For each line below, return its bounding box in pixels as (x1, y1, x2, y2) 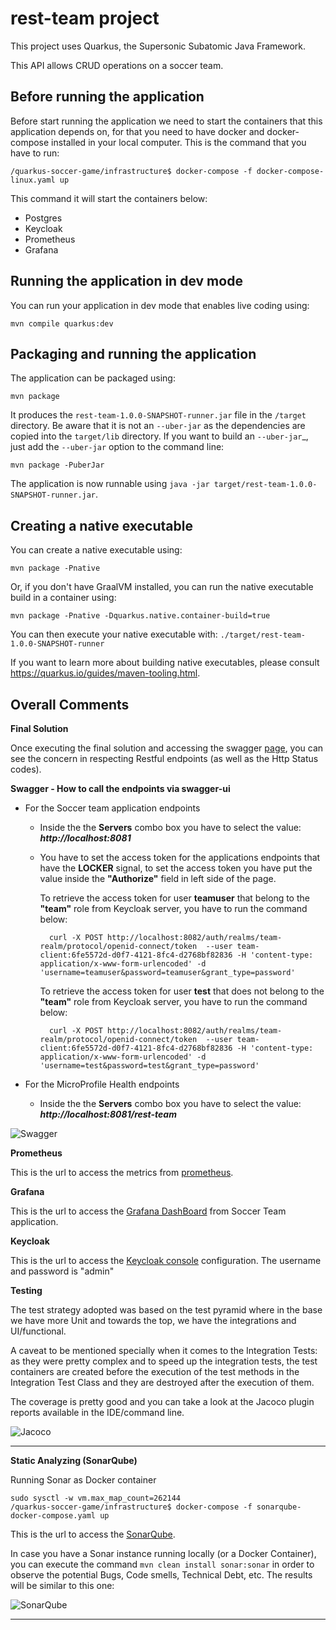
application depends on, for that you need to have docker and (10, 125, 265, 137)
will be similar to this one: (10, 1580, 115, 1591)
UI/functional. (10, 1325, 67, 1337)
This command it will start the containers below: (10, 192, 208, 204)
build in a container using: (10, 592, 117, 604)
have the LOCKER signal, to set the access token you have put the (39, 862, 313, 874)
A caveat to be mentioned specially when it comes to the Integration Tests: (10, 1345, 318, 1356)
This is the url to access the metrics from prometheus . (10, 1167, 234, 1178)
